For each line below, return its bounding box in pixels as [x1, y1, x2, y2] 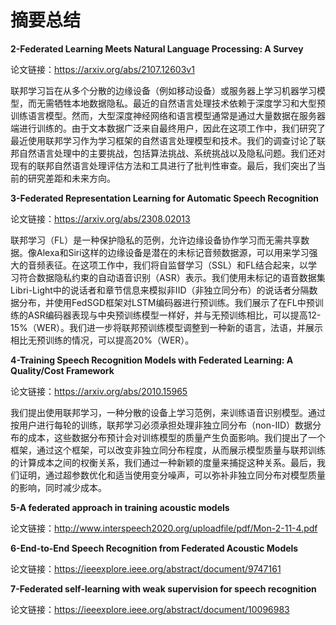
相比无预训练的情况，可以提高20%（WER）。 [10, 334, 195, 346]
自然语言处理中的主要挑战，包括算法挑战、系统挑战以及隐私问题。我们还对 [18, 147, 326, 159]
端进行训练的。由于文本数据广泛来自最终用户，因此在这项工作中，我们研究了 [10, 122, 326, 134]
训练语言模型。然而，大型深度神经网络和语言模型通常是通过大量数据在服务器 [10, 109, 326, 121]
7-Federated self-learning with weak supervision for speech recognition [10, 582, 317, 595]
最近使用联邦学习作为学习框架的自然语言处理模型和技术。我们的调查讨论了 [10, 134, 317, 146]
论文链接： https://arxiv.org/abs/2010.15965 [10, 385, 188, 397]
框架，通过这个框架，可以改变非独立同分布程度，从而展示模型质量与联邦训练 [10, 444, 326, 456]
